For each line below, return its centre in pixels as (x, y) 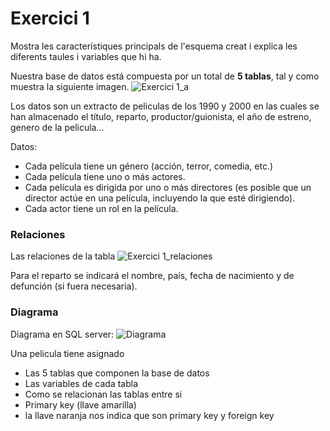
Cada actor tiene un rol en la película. (101, 208)
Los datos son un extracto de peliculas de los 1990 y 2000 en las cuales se (165, 106)
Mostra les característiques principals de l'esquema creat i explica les (154, 46)
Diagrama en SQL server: (62, 334)
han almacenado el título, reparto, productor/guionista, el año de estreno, (161, 116)
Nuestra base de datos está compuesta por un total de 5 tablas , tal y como (165, 76)
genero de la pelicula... (57, 127)
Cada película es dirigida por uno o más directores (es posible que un (168, 187)
